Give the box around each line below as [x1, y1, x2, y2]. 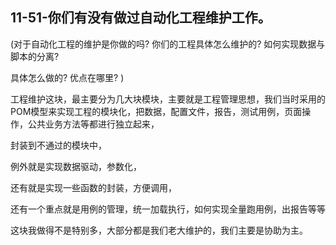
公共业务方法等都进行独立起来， [27, 118, 160, 130]
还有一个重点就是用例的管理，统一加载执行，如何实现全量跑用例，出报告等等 [10, 203, 326, 215]
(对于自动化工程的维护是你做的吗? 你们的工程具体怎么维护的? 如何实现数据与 [10, 38, 326, 50]
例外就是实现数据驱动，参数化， [10, 160, 142, 172]
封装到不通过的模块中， [10, 139, 107, 151]
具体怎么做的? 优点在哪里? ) [10, 71, 125, 83]
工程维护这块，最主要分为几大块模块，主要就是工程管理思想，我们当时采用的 [10, 93, 326, 105]
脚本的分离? [10, 50, 60, 62]
